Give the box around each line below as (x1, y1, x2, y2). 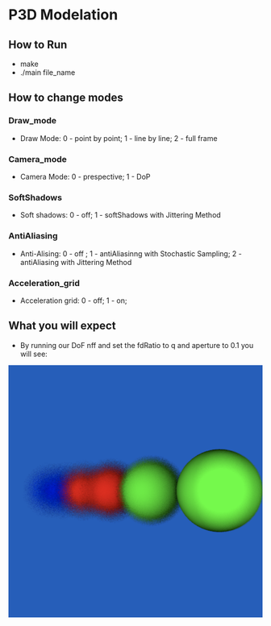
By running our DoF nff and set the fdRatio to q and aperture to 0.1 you (19, 340, 254, 350)
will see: (19, 349, 48, 359)
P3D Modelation (8, 6, 119, 24)
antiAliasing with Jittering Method (19, 257, 132, 267)
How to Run (8, 38, 68, 52)
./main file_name (19, 68, 76, 77)
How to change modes (8, 91, 123, 105)
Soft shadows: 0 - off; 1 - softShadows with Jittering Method (19, 210, 222, 220)
